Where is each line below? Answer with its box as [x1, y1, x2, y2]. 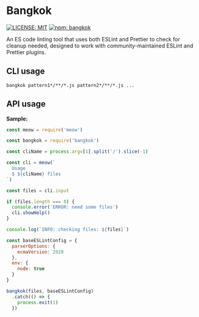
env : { [12, 260, 29, 266]
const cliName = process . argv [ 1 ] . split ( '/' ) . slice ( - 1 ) [6, 148, 148, 155]
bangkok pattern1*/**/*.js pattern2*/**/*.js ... [6, 82, 135, 88]
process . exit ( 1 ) [17, 299, 59, 305]
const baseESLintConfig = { [6, 237, 78, 243]
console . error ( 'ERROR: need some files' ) [12, 204, 119, 211]
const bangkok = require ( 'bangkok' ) [6, 138, 99, 144]
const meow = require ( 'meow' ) [6, 127, 83, 133]
